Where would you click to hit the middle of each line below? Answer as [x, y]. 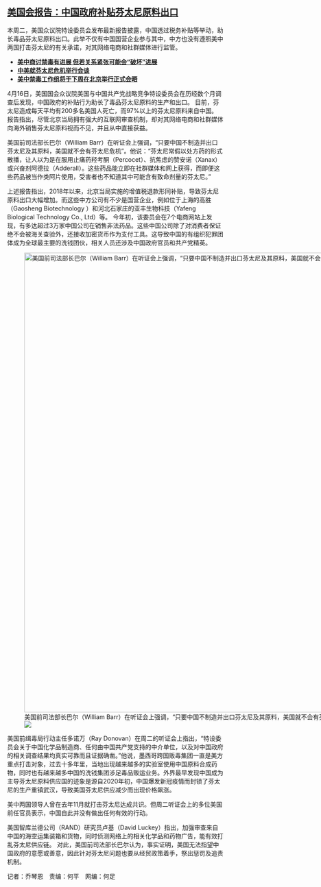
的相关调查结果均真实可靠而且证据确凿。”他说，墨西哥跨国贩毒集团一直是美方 [115, 755]
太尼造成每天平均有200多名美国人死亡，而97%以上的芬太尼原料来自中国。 [112, 110]
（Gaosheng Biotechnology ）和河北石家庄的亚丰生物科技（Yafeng [102, 208]
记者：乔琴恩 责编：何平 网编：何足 [61, 876]
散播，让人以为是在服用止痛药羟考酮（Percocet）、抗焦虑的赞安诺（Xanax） [114, 159]
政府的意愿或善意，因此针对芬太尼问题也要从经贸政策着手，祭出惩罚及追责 [118, 853]
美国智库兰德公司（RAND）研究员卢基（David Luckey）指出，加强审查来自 [113, 827]
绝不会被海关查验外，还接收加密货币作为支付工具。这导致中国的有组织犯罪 [112, 234]
